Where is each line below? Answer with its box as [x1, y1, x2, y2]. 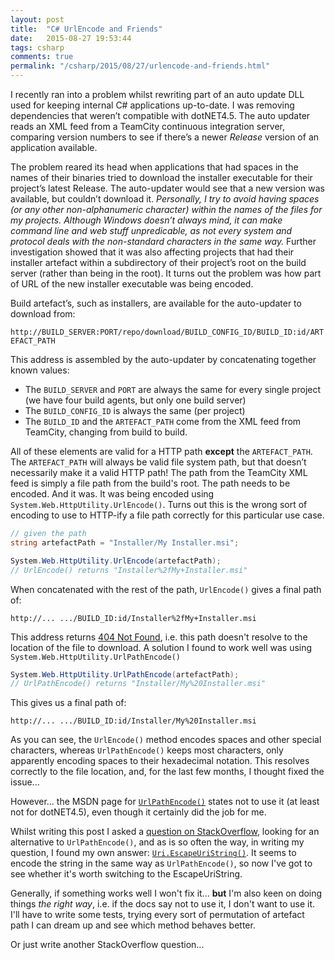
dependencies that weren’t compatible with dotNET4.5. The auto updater [10, 110, 311, 121]
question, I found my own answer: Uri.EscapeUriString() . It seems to [10, 847, 297, 859]
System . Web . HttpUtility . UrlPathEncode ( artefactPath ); [10, 669, 240, 680]
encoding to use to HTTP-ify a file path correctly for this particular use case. [10, 509, 325, 521]
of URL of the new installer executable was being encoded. [10, 278, 254, 290]
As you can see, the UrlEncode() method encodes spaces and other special [10, 734, 322, 746]
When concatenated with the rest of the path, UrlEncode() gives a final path [10, 583, 322, 595]
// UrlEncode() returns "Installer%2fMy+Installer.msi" [10, 565, 248, 575]
